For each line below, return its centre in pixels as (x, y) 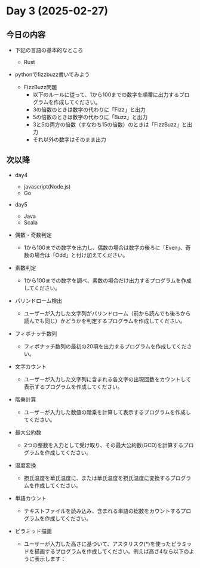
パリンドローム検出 (39, 300)
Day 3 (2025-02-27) (57, 11)
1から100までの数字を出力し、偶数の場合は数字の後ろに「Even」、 (105, 247)
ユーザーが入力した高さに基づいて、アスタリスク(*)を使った (97, 543)
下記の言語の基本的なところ (49, 50)
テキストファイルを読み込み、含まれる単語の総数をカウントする (102, 511)
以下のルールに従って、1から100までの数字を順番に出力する (106, 95)
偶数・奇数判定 (33, 235)
